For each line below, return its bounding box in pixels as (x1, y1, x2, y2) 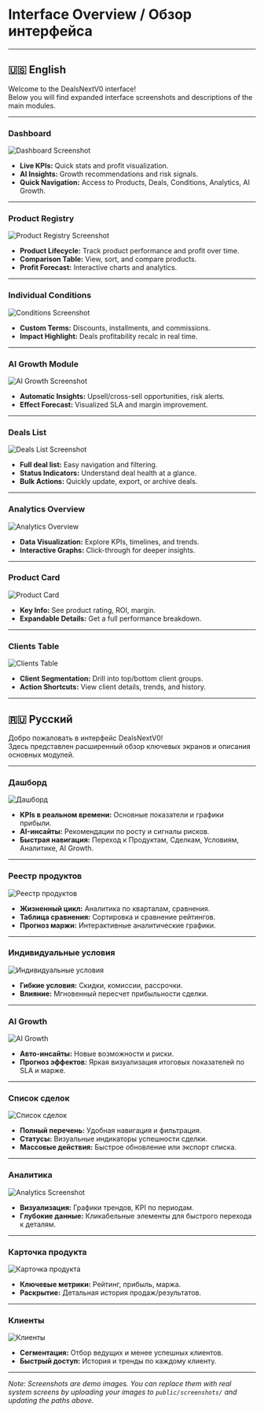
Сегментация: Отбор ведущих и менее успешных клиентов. (19, 1348, 224, 1358)
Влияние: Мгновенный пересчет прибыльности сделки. (19, 989, 208, 998)
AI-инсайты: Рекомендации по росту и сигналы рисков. (19, 827, 210, 836)
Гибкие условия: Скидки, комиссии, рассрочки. (19, 980, 183, 990)
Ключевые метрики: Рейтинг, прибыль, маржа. (19, 1280, 181, 1289)
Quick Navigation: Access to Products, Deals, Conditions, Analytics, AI (19, 178, 250, 187)
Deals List (8, 426, 47, 437)
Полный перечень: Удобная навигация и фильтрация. (19, 1126, 202, 1135)
